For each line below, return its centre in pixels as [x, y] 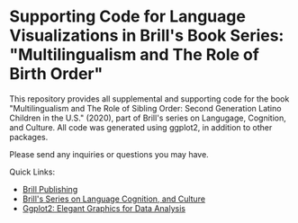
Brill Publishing [50, 189]
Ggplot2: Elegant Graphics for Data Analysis [104, 208]
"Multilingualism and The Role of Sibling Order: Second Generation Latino [145, 108]
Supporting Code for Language [127, 17]
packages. [29, 137]
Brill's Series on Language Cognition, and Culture [113, 199]
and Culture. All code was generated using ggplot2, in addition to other [141, 127]
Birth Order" [56, 74]
